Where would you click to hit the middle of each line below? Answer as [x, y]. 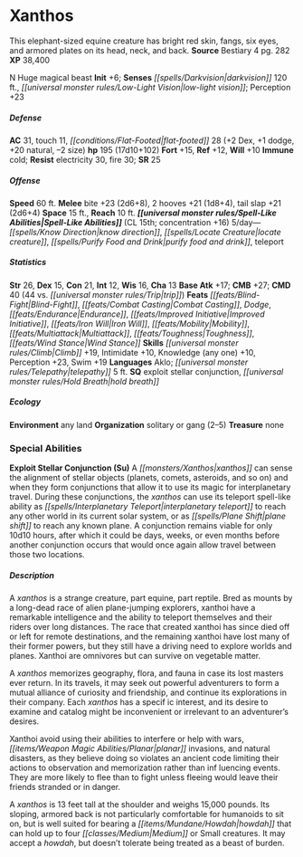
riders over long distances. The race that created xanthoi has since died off [150, 627]
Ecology [25, 402]
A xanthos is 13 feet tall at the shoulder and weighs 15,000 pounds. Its [139, 805]
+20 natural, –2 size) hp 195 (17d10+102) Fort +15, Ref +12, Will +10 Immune [151, 149]
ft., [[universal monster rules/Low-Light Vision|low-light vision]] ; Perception [150, 87]
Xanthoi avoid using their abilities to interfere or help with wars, [127, 739]
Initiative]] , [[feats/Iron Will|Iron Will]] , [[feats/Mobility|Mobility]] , [130, 323]
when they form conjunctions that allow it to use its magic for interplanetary [150, 487]
